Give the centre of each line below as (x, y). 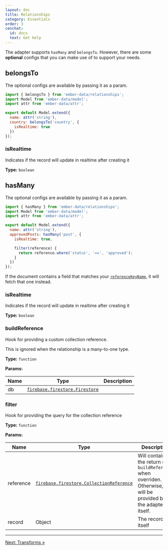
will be (145, 492)
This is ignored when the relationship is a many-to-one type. (67, 349)
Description (118, 381)
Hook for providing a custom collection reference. (56, 339)
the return (149, 462)
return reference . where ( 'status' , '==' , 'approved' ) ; (76, 253)
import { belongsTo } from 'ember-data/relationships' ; (64, 94)
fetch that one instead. (28, 282)
